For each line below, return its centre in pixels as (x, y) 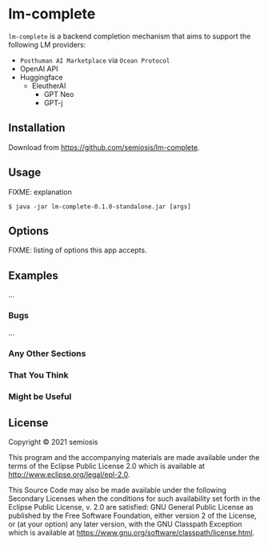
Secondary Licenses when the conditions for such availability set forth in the (134, 499)
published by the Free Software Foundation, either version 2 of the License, (133, 516)
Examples (33, 275)
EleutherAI (49, 86)
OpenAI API (39, 68)
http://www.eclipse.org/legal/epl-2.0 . (69, 474)
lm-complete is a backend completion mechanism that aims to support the (130, 36)
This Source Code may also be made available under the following (117, 490)
